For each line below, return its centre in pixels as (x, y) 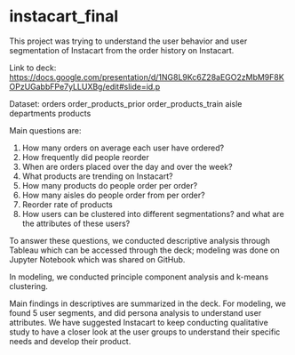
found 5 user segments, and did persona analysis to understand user (136, 312)
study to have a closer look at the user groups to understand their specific (145, 332)
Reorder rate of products (68, 204)
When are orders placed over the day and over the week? (127, 166)
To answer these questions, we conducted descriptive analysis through (140, 240)
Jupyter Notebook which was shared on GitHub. (97, 259)
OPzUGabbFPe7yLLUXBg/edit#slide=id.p (85, 86)
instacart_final (64, 16)
